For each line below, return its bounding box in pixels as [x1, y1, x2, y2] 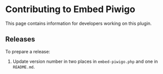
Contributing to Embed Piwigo [5, 4, 135, 15]
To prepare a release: [5, 48, 50, 54]
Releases [5, 35, 35, 44]
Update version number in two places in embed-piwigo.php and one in [12, 58, 158, 64]
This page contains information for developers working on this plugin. [5, 20, 152, 26]
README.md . [12, 63, 35, 69]
